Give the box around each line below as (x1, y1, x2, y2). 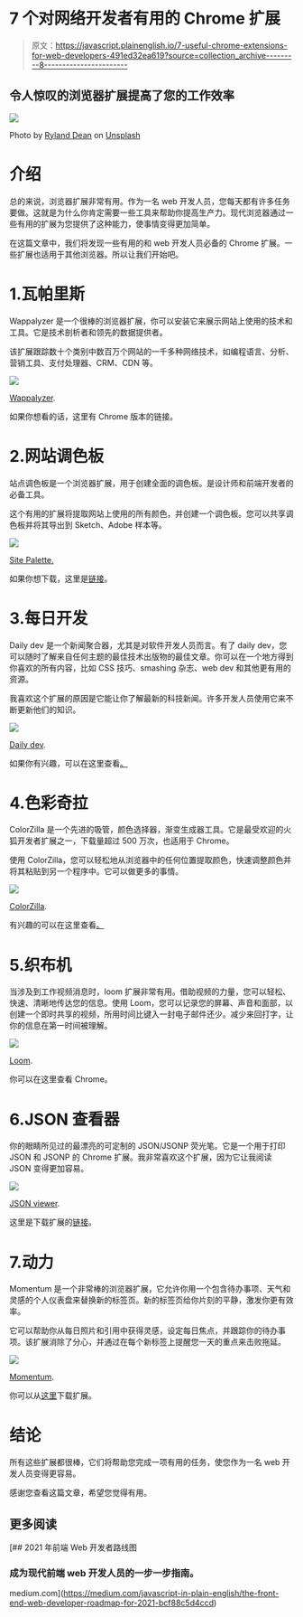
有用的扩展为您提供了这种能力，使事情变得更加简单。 (16, 218, 215, 229)
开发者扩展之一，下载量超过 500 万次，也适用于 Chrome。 (16, 835, 234, 846)
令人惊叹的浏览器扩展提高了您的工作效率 (9, 88, 234, 104)
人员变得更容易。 (16, 1468, 81, 1479)
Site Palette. (9, 554, 54, 565)
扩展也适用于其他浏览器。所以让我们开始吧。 (16, 249, 183, 259)
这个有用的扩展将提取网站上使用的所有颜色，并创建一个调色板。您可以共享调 (9, 508, 294, 519)
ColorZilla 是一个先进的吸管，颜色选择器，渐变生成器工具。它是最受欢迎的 (9, 824, 284, 835)
